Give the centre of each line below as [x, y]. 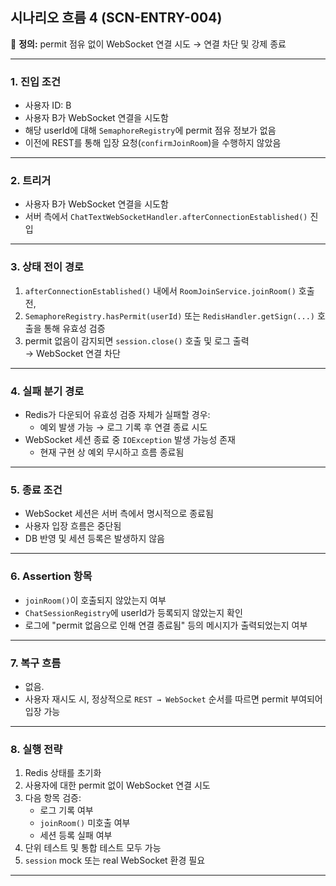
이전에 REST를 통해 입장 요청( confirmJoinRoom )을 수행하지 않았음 [153, 143]
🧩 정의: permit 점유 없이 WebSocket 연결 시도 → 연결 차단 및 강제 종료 [148, 44]
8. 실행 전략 [36, 749]
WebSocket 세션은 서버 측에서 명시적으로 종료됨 [119, 514]
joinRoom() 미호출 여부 [85, 823]
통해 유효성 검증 [74, 328]
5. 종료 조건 [36, 490]
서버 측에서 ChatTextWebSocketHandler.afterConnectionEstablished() [166, 217]
